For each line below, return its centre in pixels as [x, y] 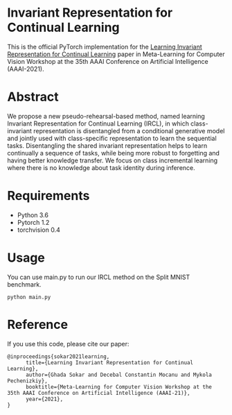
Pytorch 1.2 [33, 222]
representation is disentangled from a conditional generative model [129, 130]
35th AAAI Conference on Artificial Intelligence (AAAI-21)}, [99, 393]
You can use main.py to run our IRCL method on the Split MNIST [99, 277]
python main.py [29, 297]
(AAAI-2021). [26, 69]
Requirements [48, 196]
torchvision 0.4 [38, 230]
